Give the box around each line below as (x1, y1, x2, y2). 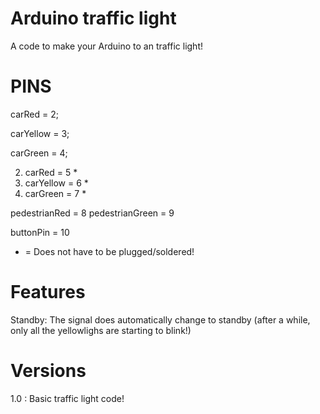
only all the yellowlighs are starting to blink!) (10, 324, 192, 336)
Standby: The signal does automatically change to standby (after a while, (10, 313, 311, 326)
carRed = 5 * (24, 166, 78, 178)
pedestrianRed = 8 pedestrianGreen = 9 (10, 207, 175, 219)
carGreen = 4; (10, 147, 68, 159)
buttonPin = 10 (10, 226, 70, 238)
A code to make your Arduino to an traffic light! (10, 40, 203, 52)
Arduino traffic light (10, 7, 177, 30)
